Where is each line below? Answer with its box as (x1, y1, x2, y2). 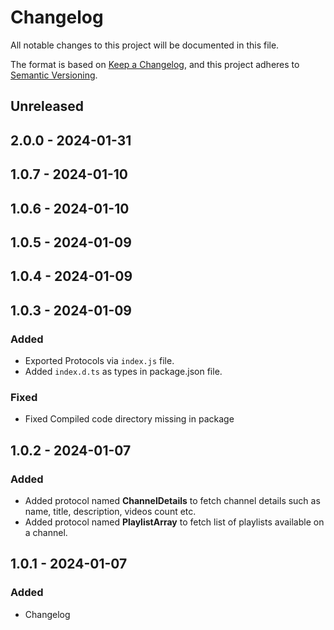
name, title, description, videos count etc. (24, 505, 197, 517)
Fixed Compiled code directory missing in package (24, 413, 235, 425)
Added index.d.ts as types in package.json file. (24, 365, 223, 377)
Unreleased (10, 98, 85, 115)
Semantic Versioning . (10, 69, 98, 81)
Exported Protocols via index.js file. (24, 354, 175, 366)
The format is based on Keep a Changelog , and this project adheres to (10, 58, 300, 70)
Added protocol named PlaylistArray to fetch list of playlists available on (24, 516, 325, 528)
